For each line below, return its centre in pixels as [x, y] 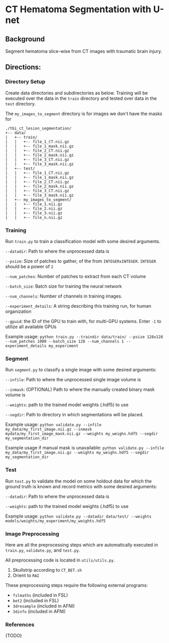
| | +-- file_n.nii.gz [34, 218]
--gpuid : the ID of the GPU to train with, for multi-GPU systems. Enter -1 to [83, 321]
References [20, 624]
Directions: [23, 67]
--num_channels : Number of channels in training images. [64, 296]
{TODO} [14, 636]
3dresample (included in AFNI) [44, 606]
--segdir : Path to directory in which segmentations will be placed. [74, 415]
